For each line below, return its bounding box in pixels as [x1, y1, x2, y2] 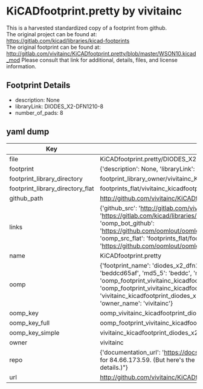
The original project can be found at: [6, 30, 97, 37]
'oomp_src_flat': [99, 234, 145, 242]
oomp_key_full [9, 318, 50, 327]
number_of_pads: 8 [14, 109, 63, 116]
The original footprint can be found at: [6, 43, 101, 51]
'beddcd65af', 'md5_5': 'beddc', [99, 269, 192, 277]
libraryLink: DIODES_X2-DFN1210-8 [14, 103, 104, 110]
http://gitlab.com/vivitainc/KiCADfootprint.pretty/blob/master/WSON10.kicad [6, 50, 196, 57]
